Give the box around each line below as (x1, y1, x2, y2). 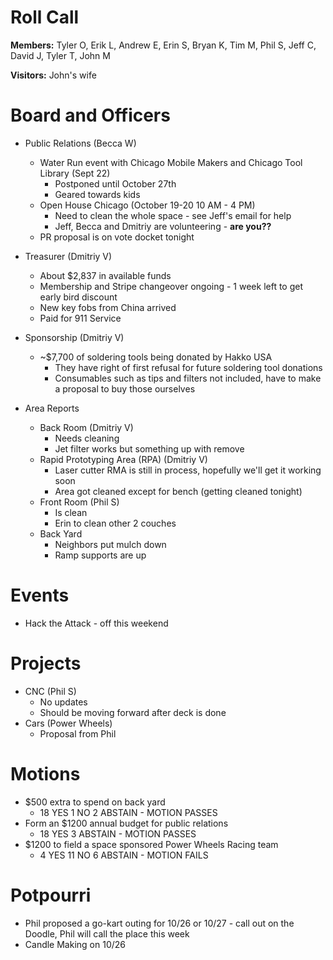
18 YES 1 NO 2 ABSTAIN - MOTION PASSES (39, 806, 218, 818)
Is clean (54, 506, 88, 518)
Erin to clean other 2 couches (54, 517, 177, 529)
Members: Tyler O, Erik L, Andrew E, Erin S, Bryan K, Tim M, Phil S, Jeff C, (10, 39, 317, 51)
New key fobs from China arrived (39, 301, 177, 313)
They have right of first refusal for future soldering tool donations (54, 361, 323, 373)
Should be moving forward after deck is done (39, 706, 227, 718)
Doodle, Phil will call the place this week (24, 927, 190, 940)
